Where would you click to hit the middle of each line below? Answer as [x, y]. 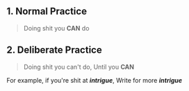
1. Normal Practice [47, 11]
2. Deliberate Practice [54, 50]
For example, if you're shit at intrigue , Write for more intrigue [94, 80]
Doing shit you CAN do [56, 28]
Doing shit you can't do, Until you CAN [79, 67]
